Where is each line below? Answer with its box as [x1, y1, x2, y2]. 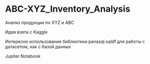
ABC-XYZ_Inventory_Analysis [5, 3, 130, 15]
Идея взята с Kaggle [5, 29, 48, 35]
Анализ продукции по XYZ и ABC [5, 20, 75, 25]
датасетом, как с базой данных [5, 43, 71, 49]
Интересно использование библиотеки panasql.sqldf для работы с [5, 38, 145, 44]
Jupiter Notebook [5, 53, 41, 59]
